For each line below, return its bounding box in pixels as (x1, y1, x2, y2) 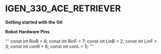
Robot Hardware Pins (5, 28, 50, 34)
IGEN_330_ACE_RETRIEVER (5, 3, 121, 14)
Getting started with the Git (5, 19, 63, 25)
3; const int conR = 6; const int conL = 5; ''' (5, 43, 94, 49)
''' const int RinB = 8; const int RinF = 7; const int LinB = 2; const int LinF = (5, 38, 158, 44)
